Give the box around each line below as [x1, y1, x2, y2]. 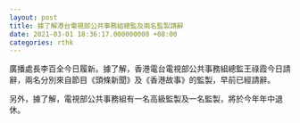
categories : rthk [9, 37, 74, 47]
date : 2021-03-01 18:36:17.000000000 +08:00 [9, 29, 178, 38]
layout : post [9, 12, 58, 22]
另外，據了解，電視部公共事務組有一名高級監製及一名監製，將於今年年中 [9, 94, 275, 104]
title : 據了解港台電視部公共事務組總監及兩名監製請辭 [9, 21, 184, 30]
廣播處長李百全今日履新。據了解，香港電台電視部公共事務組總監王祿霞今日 [9, 63, 283, 74]
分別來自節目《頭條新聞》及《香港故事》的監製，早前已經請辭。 [39, 75, 275, 86]
